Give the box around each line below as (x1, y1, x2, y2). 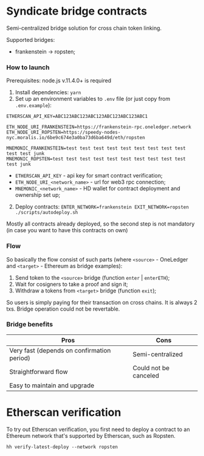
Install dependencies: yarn (15, 89, 81, 96)
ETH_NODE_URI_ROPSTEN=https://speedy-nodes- (6, 130, 121, 136)
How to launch (6, 63, 50, 71)
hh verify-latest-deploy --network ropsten (6, 444, 118, 450)
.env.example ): (15, 102, 52, 109)
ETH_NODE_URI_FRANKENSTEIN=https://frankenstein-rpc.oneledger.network (6, 124, 191, 130)
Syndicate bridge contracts (6, 4, 148, 18)
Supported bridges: (6, 36, 55, 43)
